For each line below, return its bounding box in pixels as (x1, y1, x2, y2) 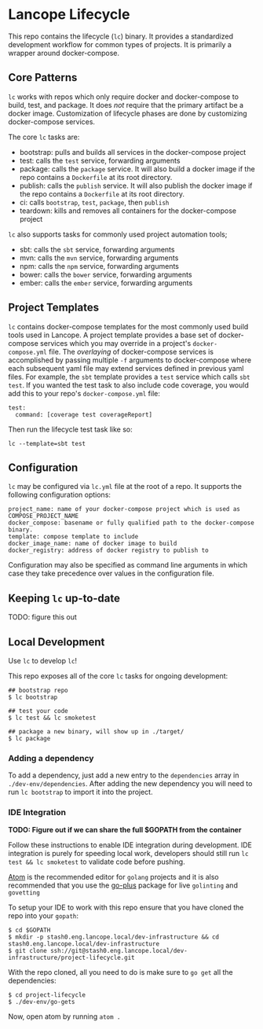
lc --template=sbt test (8, 439, 86, 447)
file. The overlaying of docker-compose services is (48, 347, 214, 356)
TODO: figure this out (8, 612, 77, 622)
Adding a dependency (8, 752, 94, 763)
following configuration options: (8, 490, 111, 500)
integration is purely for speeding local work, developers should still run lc (8, 848, 249, 858)
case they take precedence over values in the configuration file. (8, 568, 214, 579)
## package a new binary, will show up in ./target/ (8, 728, 184, 736)
